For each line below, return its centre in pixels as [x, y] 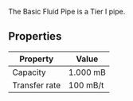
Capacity [29, 72]
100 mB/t [86, 85]
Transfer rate [37, 85]
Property [37, 59]
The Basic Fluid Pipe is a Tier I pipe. [67, 12]
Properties [35, 36]
